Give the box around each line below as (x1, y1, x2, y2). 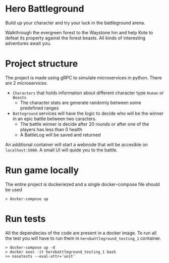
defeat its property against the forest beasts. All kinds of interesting (5, 35, 146, 41)
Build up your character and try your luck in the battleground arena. (5, 20, 145, 26)
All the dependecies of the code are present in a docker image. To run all (5, 230, 157, 236)
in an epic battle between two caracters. (12, 116, 97, 122)
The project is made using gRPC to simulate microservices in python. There (5, 74, 162, 81)
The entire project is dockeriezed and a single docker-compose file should (5, 181, 160, 187)
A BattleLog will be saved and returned (20, 132, 101, 138)
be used (5, 186, 23, 192)
